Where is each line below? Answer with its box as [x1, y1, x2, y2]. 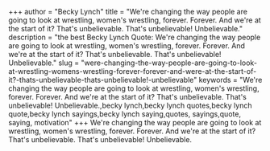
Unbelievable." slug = [8, 58, 80, 67]
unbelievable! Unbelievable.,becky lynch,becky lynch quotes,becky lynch [8, 100, 252, 110]
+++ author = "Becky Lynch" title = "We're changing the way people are [8, 7, 248, 16]
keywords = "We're [198, 75, 263, 84]
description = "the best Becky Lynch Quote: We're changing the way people [8, 32, 261, 42]
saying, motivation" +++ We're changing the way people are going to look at [8, 118, 262, 127]
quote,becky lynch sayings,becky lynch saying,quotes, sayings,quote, [8, 109, 242, 119]
